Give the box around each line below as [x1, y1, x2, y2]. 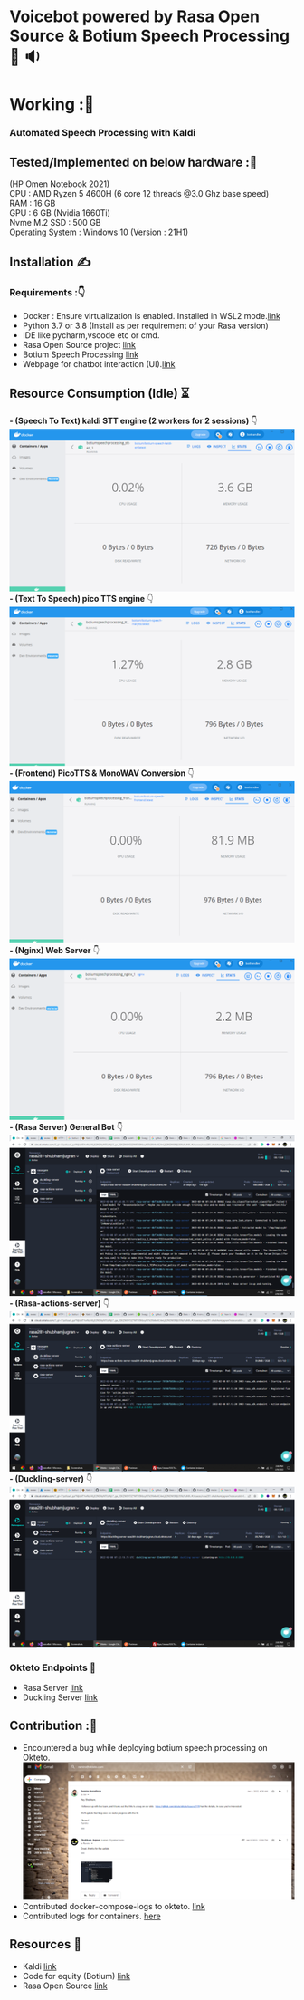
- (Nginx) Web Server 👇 [9, 945, 100, 956]
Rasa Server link [22, 1682, 84, 1693]
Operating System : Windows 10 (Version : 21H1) [9, 227, 189, 237]
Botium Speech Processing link [22, 349, 139, 360]
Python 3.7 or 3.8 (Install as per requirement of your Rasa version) [22, 320, 269, 331]
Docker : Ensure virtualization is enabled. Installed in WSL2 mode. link [22, 310, 280, 321]
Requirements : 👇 [9, 286, 86, 299]
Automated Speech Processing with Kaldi [9, 127, 196, 140]
